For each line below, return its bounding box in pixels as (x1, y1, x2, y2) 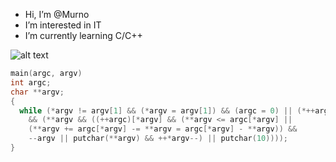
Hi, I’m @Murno (24, 9, 90, 20)
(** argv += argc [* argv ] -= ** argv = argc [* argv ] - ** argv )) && (28, 124, 298, 134)
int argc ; (10, 77, 52, 88)
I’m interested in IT (24, 19, 102, 31)
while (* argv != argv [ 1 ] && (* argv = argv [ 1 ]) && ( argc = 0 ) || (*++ (19, 105, 316, 116)
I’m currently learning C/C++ (24, 30, 143, 41)
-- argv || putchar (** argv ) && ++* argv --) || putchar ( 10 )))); (28, 134, 289, 144)
